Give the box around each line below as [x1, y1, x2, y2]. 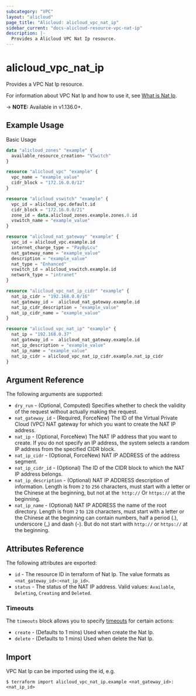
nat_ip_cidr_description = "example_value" [11, 304, 119, 310]
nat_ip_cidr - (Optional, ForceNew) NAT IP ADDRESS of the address [14, 452, 180, 459]
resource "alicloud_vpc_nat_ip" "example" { [6, 326, 116, 332]
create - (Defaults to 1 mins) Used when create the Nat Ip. [14, 629, 154, 636]
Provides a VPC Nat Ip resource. [6, 80, 84, 88]
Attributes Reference [6, 544, 84, 554]
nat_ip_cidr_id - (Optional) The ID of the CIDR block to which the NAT [14, 465, 185, 472]
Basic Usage [6, 136, 37, 143]
